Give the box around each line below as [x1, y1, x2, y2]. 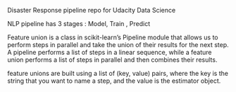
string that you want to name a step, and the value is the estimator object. [7, 77, 221, 85]
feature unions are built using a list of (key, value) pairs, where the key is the [7, 70, 229, 77]
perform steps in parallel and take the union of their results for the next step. [7, 41, 229, 48]
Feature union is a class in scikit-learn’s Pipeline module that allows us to [7, 33, 218, 41]
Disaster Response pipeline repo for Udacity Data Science [7, 6, 176, 14]
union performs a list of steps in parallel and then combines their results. [7, 55, 218, 64]
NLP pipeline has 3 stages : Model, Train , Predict [7, 20, 150, 27]
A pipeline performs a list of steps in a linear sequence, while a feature [7, 48, 213, 56]
